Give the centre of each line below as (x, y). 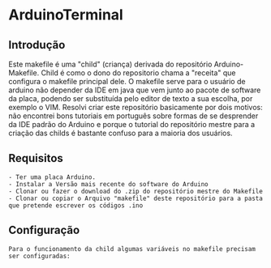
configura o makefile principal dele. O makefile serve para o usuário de (127, 81)
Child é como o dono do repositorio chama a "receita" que (138, 73)
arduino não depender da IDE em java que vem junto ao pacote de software (135, 90)
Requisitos (36, 158)
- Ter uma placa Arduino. (52, 177)
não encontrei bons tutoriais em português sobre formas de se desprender (133, 116)
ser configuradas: (39, 256)
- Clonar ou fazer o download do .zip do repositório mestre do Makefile (136, 191)
